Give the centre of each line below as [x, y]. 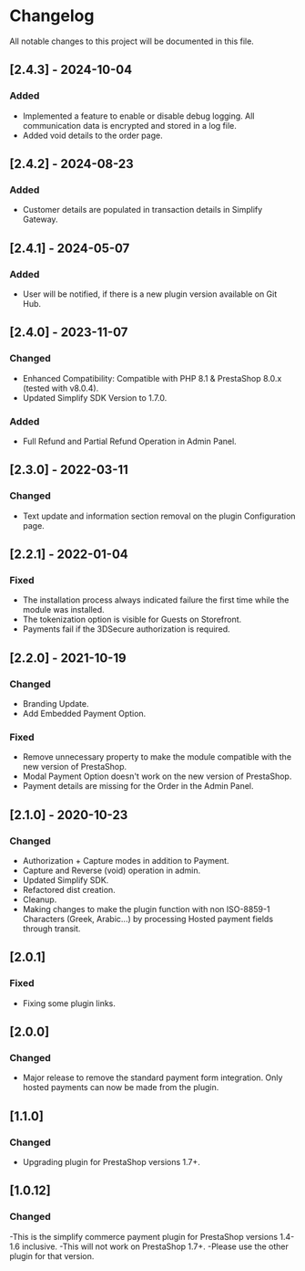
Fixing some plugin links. [69, 1003]
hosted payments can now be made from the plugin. [121, 1087]
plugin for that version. [52, 1255]
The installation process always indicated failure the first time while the [156, 600]
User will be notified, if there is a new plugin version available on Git [150, 294]
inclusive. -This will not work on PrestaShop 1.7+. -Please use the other [155, 1246]
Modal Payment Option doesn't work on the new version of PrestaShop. [157, 776]
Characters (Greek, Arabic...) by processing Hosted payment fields [148, 919]
